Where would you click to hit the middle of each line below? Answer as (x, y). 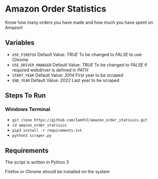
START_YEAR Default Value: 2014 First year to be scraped (68, 75)
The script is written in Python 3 (37, 162)
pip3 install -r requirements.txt (47, 130)
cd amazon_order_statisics (39, 125)
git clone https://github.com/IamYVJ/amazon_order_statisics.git (79, 120)
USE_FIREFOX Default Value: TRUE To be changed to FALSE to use (77, 54)
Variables (20, 43)
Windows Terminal (28, 109)
